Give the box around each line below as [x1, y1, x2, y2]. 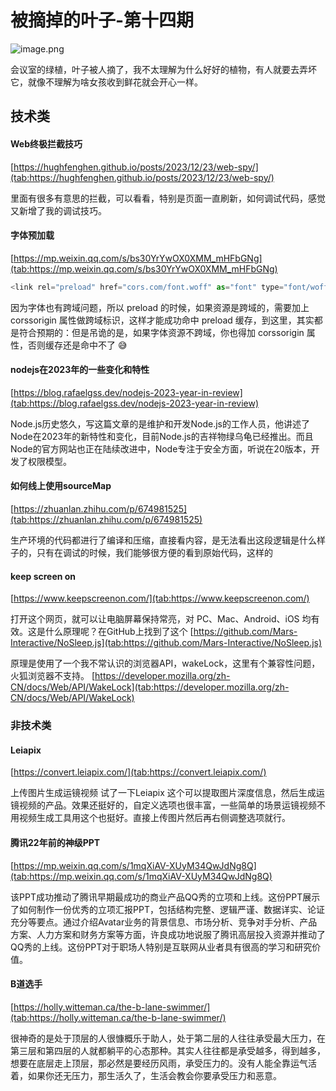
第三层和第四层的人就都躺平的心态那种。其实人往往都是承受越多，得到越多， [10, 1044, 326, 1056]
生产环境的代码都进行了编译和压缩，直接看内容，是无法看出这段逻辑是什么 [10, 534, 317, 546]
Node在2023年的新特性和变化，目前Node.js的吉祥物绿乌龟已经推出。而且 [10, 430, 314, 442]
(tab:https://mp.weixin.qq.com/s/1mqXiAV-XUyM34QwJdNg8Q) [10, 870, 273, 882]
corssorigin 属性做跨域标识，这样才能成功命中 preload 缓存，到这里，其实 [10, 314, 315, 326]
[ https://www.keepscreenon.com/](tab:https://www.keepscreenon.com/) [10, 592, 310, 605]
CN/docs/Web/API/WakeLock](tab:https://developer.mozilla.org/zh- [10, 681, 290, 693]
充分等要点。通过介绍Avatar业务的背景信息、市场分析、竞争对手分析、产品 [10, 916, 318, 928]
